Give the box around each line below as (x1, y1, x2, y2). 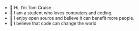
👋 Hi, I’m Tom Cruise (9, 5, 52, 10)
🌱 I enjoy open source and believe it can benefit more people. (9, 15, 135, 21)
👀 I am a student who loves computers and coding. (9, 10, 113, 16)
